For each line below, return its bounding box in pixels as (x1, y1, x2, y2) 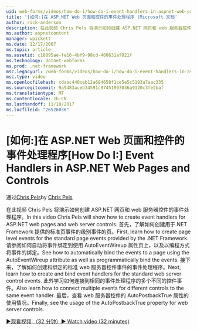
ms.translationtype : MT (6, 90, 64, 96)
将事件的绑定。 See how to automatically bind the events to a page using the (6, 249, 189, 256)
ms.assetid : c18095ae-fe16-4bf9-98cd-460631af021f (6, 52, 133, 58)
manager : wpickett (6, 36, 51, 42)
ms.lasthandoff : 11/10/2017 (6, 101, 75, 107)
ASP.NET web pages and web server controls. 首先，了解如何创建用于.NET (6, 221, 188, 228)
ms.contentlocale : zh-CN (6, 96, 67, 101)
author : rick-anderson (6, 19, 62, 25)
